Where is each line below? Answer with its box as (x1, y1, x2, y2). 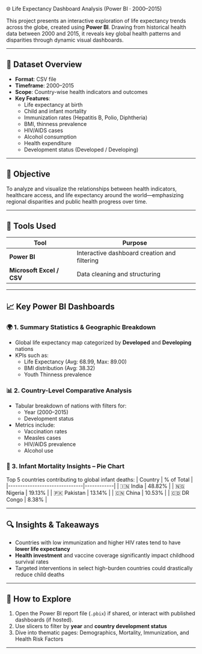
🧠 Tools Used (6, 221, 57, 231)
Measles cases (23, 434, 61, 442)
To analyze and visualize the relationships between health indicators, (6, 185, 177, 192)
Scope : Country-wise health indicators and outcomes (14, 88, 148, 95)
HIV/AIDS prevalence (23, 441, 76, 448)
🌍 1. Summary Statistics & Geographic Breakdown (6, 322, 156, 331)
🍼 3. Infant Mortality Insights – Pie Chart (6, 462, 125, 471)
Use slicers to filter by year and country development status (14, 623, 167, 630)
